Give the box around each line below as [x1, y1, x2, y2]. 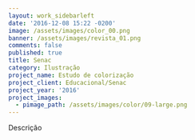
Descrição [8, 123, 42, 133]
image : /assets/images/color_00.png [8, 26, 130, 34]
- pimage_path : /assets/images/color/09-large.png [15, 101, 188, 109]
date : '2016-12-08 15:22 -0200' [8, 19, 116, 27]
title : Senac [8, 57, 52, 65]
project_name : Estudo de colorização [8, 71, 134, 79]
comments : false [8, 42, 62, 50]
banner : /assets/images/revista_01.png [8, 34, 141, 42]
